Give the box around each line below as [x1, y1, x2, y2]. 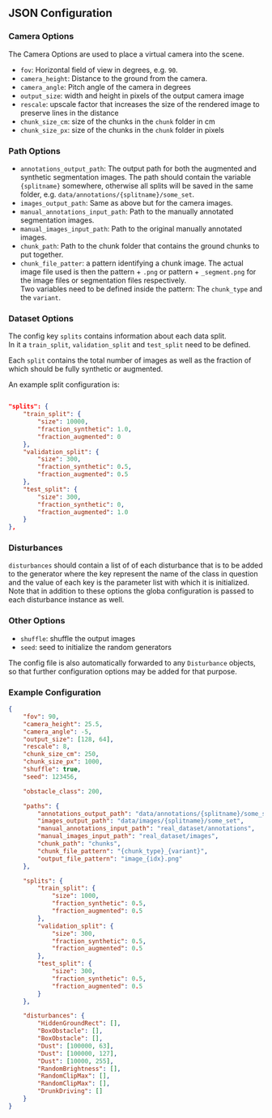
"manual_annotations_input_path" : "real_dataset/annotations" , [37, 825, 255, 833]
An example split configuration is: [8, 380, 120, 389]
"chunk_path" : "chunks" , [37, 840, 121, 848]
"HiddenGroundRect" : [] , [37, 1019, 121, 1027]
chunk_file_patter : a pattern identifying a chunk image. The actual [19, 258, 244, 268]
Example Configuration [8, 687, 101, 698]
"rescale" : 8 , [23, 742, 70, 751]
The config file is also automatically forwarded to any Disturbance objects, [8, 657, 257, 667]
